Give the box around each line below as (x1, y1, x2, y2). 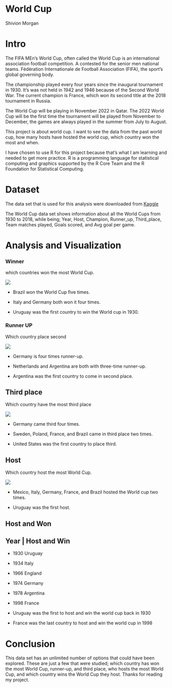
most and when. (5, 139, 40, 145)
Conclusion (5, 638, 55, 649)
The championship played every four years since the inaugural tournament (5, 81, 163, 87)
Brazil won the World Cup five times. (12, 289, 90, 295)
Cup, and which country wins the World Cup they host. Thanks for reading (5, 671, 163, 678)
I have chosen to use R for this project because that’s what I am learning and (5, 149, 167, 156)
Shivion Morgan (5, 20, 39, 26)
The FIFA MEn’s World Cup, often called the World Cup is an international (5, 55, 160, 61)
